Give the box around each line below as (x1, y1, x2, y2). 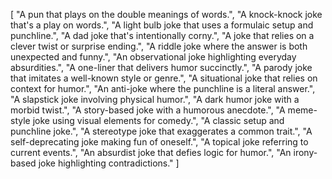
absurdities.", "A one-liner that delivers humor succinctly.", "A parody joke (10, 62, 313, 73)
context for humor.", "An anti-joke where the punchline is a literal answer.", (10, 83, 316, 94)
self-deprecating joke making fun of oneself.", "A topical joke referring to (10, 136, 309, 148)
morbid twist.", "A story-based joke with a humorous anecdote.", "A (10, 104, 286, 116)
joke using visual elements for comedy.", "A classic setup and (32, 115, 285, 126)
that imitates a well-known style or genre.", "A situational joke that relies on (10, 72, 318, 84)
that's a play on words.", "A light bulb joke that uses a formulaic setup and (10, 19, 314, 31)
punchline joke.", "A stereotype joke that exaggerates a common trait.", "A (10, 125, 313, 137)
